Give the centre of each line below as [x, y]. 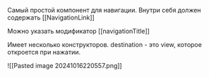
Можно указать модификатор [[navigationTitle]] [79, 31]
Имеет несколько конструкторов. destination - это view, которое [105, 44]
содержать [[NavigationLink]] [51, 17]
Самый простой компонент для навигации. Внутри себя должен [104, 10]
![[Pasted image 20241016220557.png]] [65, 65]
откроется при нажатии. [44, 52]
